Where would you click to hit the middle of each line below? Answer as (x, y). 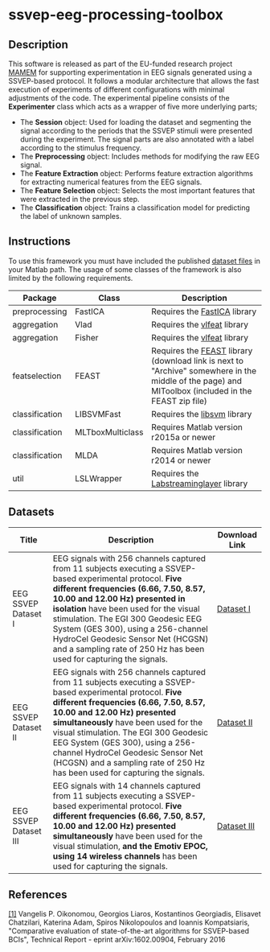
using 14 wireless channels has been (125, 856)
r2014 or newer (181, 460)
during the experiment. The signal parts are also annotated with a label (137, 139)
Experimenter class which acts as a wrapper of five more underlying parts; (133, 107)
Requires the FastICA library (204, 311)
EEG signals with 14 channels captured (127, 785)
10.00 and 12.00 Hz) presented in (119, 599)
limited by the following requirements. (71, 278)
